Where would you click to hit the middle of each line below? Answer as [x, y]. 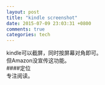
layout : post [23, 12]
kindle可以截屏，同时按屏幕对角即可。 [54, 53]
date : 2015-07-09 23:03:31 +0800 [49, 23]
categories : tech [28, 35]
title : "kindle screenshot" [42, 18]
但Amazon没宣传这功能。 [38, 61]
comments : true [26, 29]
